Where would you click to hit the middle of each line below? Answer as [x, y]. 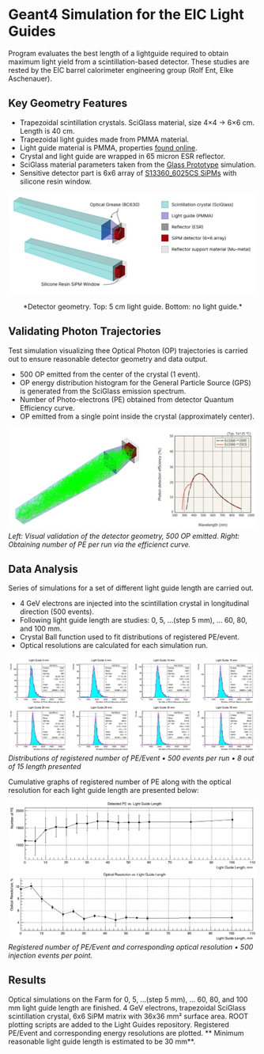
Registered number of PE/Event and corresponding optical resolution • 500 [131, 946]
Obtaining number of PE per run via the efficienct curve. [100, 544]
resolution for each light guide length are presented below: [104, 790]
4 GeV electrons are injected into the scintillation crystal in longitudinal [134, 604]
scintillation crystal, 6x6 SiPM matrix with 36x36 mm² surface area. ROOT [128, 1016]
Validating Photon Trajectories [85, 331]
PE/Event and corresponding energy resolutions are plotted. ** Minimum [126, 1033]
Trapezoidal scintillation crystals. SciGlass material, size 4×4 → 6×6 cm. [137, 122]
